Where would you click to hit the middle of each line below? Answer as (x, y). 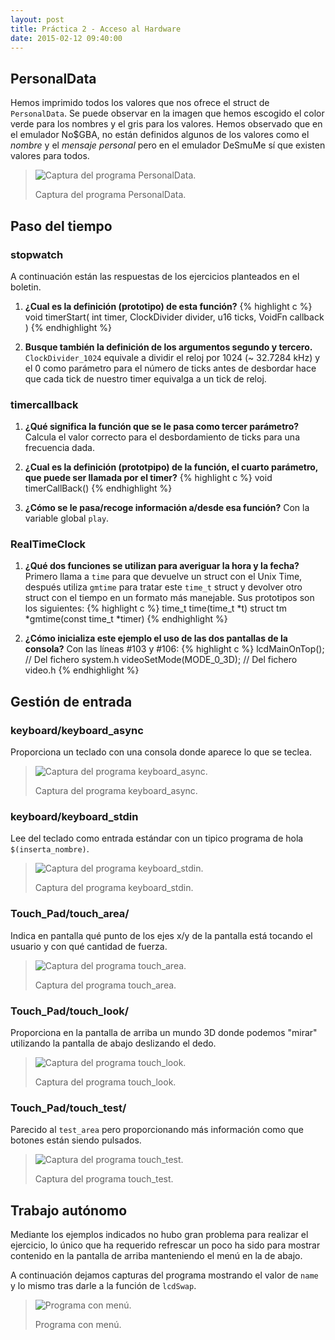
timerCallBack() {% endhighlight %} (98, 488)
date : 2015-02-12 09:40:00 (66, 38)
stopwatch (37, 254)
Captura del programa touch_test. (104, 1179)
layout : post (37, 19)
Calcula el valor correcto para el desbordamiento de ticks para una (162, 437)
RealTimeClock (48, 544)
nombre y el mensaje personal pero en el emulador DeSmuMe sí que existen (168, 145)
